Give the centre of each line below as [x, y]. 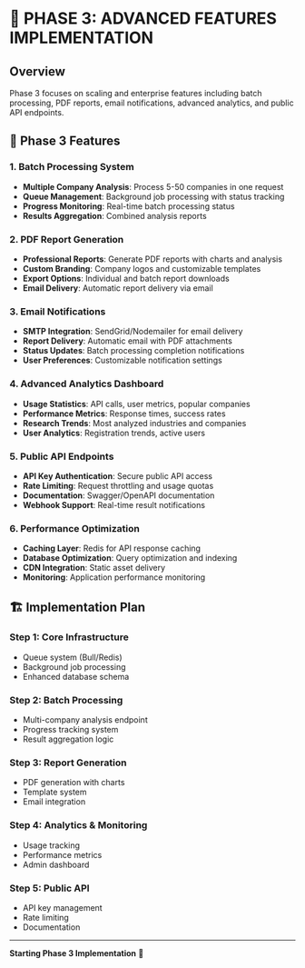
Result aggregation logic [68, 739]
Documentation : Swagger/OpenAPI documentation [118, 495]
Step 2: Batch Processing [66, 700]
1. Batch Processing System [72, 167]
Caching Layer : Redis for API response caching [112, 548]
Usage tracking [51, 845]
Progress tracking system [70, 730]
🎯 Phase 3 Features [65, 141]
